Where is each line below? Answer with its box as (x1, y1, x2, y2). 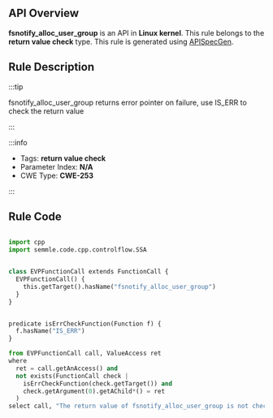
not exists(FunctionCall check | (15, 372, 129, 380)
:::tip (8, 81, 24, 92)
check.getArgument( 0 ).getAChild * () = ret (23, 387, 165, 395)
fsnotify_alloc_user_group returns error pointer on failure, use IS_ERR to (8, 97, 248, 107)
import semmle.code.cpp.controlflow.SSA (8, 246, 148, 254)
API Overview (8, 6, 80, 20)
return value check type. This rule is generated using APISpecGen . (8, 37, 234, 46)
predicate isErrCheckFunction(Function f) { (8, 320, 162, 328)
